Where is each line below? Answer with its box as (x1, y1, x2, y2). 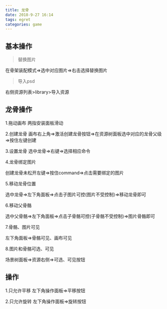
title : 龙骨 (5, 7, 29, 13)
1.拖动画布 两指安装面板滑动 (5, 120, 64, 126)
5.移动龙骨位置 (5, 180, 36, 186)
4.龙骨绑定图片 (5, 159, 37, 165)
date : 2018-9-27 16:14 (5, 12, 53, 17)
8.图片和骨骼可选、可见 (5, 246, 54, 252)
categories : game (5, 21, 42, 27)
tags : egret (5, 17, 31, 22)
